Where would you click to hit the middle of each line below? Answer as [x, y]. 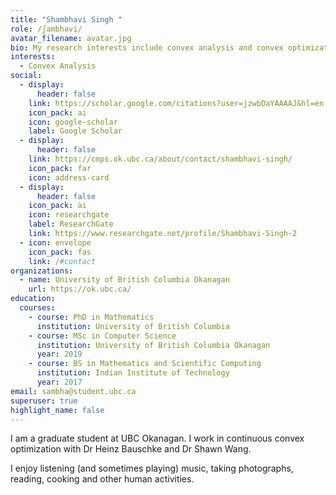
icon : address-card [69, 177]
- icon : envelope [55, 242]
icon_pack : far [60, 168]
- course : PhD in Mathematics [91, 317]
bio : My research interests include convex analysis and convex [147, 47]
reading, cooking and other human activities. [102, 479]
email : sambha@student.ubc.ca [73, 391]
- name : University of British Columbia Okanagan [124, 280]
